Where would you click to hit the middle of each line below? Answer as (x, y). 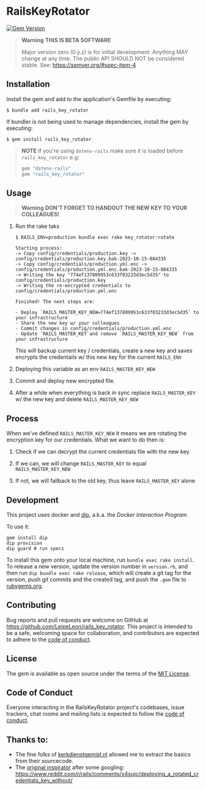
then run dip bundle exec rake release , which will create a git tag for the (99, 573)
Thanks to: (27, 739)
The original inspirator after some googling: (70, 767)
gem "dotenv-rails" (46, 168)
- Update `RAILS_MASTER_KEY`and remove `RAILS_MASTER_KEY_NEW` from (104, 334)
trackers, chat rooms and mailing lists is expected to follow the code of (95, 714)
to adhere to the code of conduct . (49, 639)
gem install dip (27, 538)
